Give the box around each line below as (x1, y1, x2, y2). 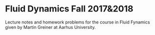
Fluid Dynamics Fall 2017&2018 (5, 3, 133, 14)
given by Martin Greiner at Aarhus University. (5, 24, 96, 30)
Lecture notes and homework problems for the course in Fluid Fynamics (5, 19, 150, 25)
